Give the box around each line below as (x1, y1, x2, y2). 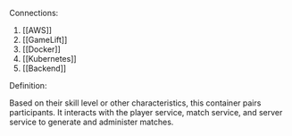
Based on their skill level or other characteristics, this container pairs (9, 98, 262, 108)
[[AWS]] (21, 25, 52, 35)
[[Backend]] (21, 63, 67, 73)
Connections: (9, 8, 59, 18)
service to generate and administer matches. (9, 116, 174, 127)
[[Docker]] (21, 44, 61, 55)
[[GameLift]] (21, 35, 68, 45)
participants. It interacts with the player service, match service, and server (9, 107, 283, 117)
